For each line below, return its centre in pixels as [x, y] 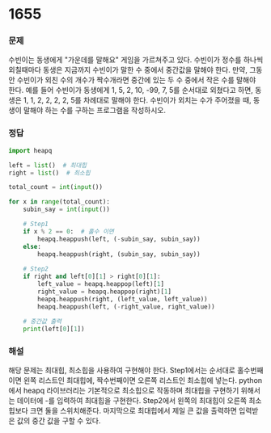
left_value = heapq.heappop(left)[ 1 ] [101, 284]
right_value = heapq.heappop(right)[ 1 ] [105, 292]
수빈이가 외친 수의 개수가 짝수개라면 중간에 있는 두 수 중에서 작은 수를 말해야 [136, 80]
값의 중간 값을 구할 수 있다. [59, 421]
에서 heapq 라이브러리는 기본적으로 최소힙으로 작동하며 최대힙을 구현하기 [124, 391]
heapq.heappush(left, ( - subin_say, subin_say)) [119, 239]
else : [32, 246]
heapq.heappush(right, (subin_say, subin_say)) [119, 254]
